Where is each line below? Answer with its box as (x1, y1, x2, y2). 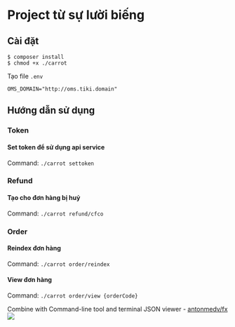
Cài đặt (7, 35, 39, 47)
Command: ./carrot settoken (7, 159, 95, 167)
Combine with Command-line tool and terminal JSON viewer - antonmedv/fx (7, 305, 228, 313)
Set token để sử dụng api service (7, 142, 105, 151)
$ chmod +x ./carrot (7, 60, 68, 67)
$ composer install (7, 53, 65, 60)
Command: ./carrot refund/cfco (7, 209, 104, 218)
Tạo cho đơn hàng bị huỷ (7, 194, 81, 202)
